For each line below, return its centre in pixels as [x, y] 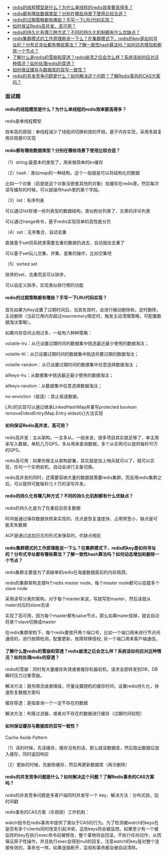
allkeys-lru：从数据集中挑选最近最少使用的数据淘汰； [59, 375]
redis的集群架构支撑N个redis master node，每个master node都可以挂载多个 [83, 583]
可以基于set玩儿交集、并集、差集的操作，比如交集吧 [58, 253]
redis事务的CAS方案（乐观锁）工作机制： [47, 812]
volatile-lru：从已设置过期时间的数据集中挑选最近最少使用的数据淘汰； [77, 343]
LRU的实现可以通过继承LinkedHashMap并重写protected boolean [71, 407]
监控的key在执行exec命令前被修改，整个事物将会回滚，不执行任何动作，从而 [83, 835]
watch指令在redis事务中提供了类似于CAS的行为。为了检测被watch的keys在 [82, 823]
